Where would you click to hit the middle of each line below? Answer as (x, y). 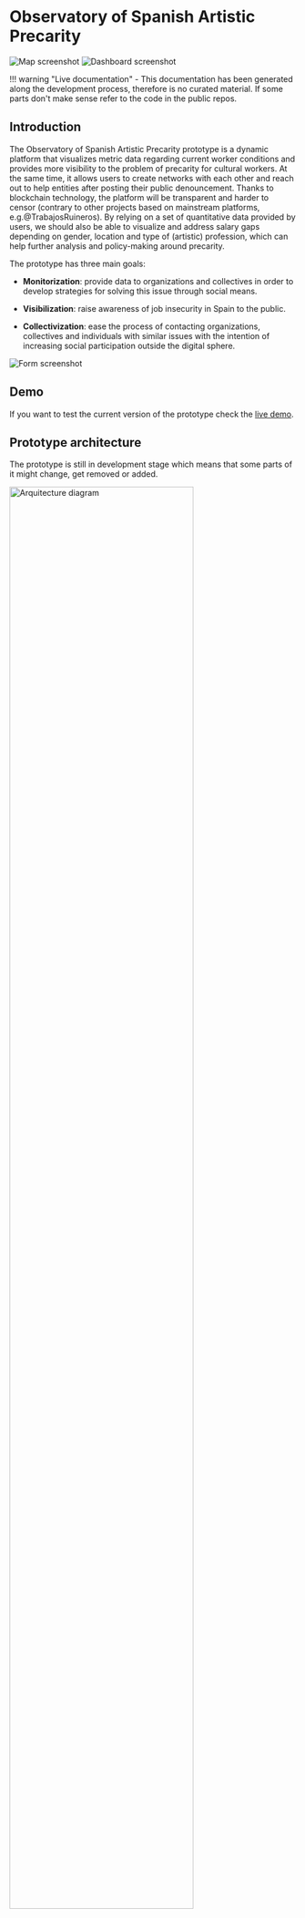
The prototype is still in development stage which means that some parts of (151, 464)
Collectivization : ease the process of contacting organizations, (142, 326)
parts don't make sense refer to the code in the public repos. (123, 98)
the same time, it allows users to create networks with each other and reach (152, 178)
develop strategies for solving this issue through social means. (140, 291)
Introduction (46, 127)
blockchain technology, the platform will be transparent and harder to (139, 197)
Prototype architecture (76, 443)
